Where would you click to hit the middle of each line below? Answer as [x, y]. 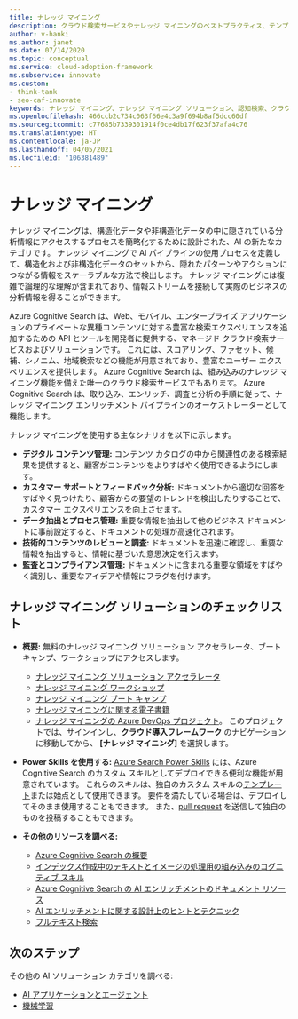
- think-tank [33, 92]
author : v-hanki [39, 34]
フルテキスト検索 [67, 922]
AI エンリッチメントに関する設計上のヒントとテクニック [137, 911]
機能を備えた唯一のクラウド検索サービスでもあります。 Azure [153, 383]
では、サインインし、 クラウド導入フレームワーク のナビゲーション [165, 732]
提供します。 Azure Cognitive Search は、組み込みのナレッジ [166, 372]
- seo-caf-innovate [45, 100]
